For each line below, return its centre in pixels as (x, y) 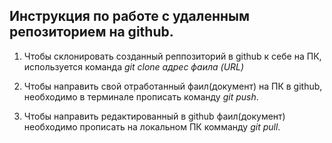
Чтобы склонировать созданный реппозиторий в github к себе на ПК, (172, 56)
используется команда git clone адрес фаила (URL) (134, 66)
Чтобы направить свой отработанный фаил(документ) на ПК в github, (173, 86)
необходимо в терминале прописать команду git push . (141, 96)
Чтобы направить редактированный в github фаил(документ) (154, 116)
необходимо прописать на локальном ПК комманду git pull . (152, 126)
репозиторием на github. (91, 32)
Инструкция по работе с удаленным (130, 16)
